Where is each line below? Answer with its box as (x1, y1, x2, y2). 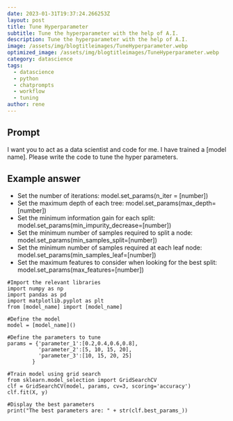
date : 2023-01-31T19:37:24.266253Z (7, 10, 111, 17)
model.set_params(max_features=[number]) (17, 266, 144, 274)
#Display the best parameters (7, 401, 95, 408)
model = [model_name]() (7, 321, 77, 328)
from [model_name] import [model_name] (7, 303, 123, 310)
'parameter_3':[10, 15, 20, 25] (38, 352, 132, 359)
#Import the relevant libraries (7, 279, 101, 286)
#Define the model (7, 315, 61, 323)
